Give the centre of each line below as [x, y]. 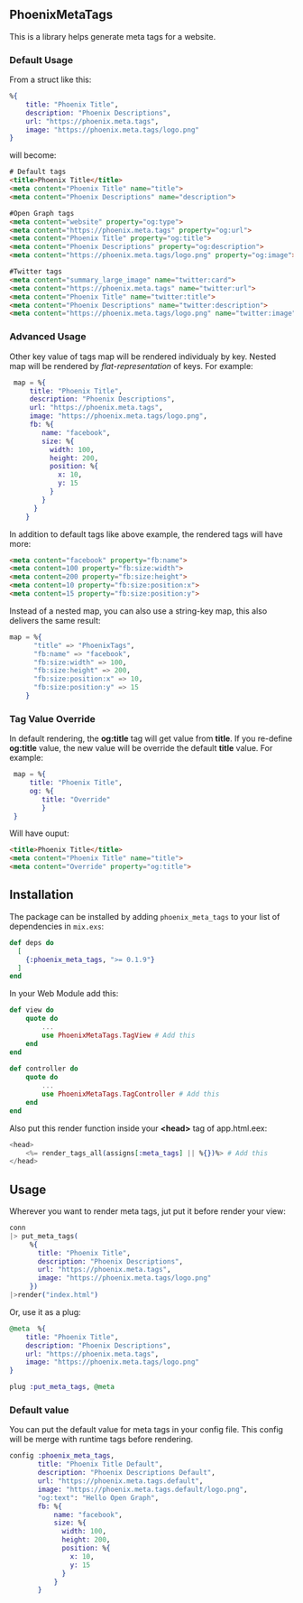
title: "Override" [76, 799]
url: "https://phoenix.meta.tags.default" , [120, 1481]
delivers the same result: [55, 620]
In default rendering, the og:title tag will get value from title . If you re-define [151, 738]
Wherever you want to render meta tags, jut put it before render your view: [148, 1211]
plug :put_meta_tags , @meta [62, 1387]
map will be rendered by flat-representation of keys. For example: [132, 366]
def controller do [44, 1069]
